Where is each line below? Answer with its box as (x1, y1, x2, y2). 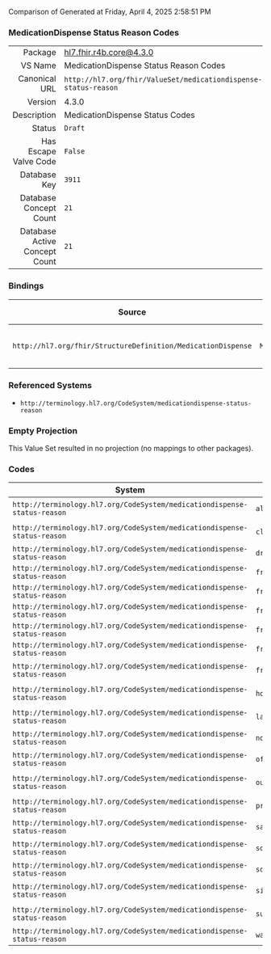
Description (12, 109, 56, 120)
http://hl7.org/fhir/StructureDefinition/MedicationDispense (12, 341, 252, 350)
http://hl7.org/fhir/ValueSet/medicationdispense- (64, 75, 263, 84)
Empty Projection (8, 424, 78, 436)
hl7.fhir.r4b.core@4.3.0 (64, 47, 154, 58)
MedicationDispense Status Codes (64, 109, 195, 120)
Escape (27, 146, 56, 157)
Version (27, 96, 56, 108)
